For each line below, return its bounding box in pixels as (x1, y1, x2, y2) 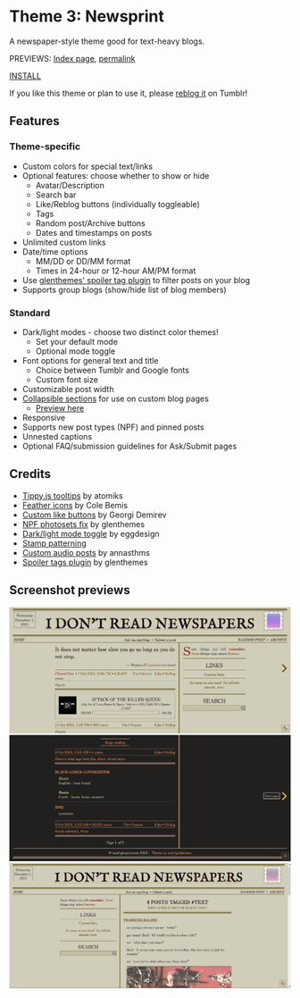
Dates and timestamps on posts (35, 227, 153, 238)
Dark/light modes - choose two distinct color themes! (21, 326, 219, 337)
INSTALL (9, 70, 42, 81)
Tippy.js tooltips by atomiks (21, 490, 123, 501)
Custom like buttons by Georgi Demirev (21, 509, 167, 520)
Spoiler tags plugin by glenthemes (21, 557, 149, 567)
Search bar (35, 189, 77, 200)
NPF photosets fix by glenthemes (21, 518, 146, 529)
